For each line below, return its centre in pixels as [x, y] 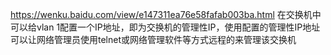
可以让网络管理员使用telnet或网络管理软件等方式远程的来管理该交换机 [153, 39]
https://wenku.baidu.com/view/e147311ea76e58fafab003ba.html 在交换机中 [166, 14]
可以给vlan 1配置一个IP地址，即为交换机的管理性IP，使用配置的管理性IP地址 [165, 27]
